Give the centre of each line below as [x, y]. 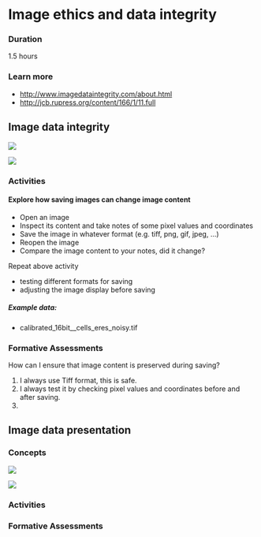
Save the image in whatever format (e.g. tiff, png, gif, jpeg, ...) [119, 233]
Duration [25, 39]
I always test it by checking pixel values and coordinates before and [130, 389]
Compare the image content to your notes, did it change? [112, 251]
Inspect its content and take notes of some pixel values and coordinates [136, 226]
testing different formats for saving [76, 281]
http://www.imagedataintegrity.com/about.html [96, 94]
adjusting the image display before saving [88, 289]
